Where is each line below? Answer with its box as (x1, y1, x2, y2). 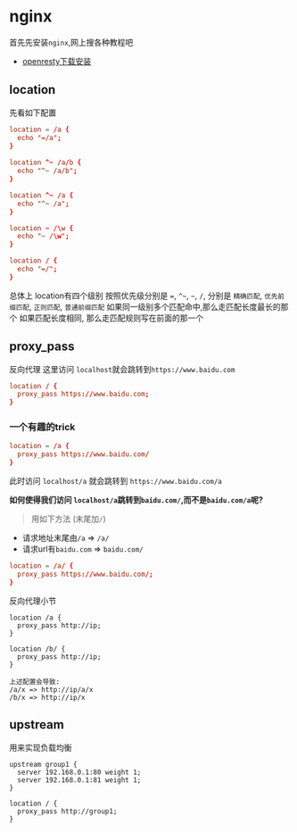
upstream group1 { (9, 760, 78, 769)
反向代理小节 (9, 595, 56, 606)
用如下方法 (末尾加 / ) (30, 513, 107, 524)
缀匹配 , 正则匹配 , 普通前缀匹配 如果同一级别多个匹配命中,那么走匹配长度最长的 (9, 301, 281, 312)
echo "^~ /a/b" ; (17, 167, 78, 176)
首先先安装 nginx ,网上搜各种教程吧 (9, 37, 134, 47)
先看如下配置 (9, 107, 56, 118)
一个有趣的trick (9, 421, 76, 434)
